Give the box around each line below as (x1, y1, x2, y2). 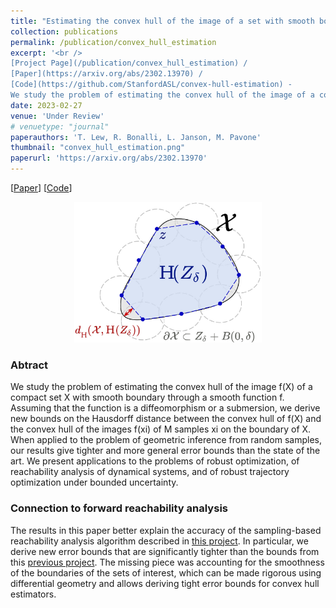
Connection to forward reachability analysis (10, 501, 228, 515)
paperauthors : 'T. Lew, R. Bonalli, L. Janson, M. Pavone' (10, 132, 262, 142)
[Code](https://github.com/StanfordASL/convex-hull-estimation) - (10, 80, 293, 90)
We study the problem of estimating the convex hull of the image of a (10, 90, 315, 100)
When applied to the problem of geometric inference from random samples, (10, 434, 322, 446)
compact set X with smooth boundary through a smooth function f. (10, 391, 285, 404)
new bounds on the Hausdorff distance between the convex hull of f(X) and (10, 413, 322, 425)
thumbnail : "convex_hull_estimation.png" (10, 143, 186, 153)
